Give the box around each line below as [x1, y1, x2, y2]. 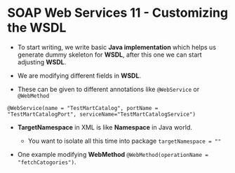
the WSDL [7, 20, 67, 36]
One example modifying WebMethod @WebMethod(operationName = [17, 150, 209, 158]
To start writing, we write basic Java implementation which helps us [17, 43, 216, 51]
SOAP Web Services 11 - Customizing [7, 5, 229, 21]
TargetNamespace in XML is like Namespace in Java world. [17, 123, 193, 131]
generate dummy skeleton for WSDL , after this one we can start [17, 50, 202, 59]
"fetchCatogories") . [17, 158, 76, 166]
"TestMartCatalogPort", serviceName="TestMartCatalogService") [7, 111, 196, 118]
